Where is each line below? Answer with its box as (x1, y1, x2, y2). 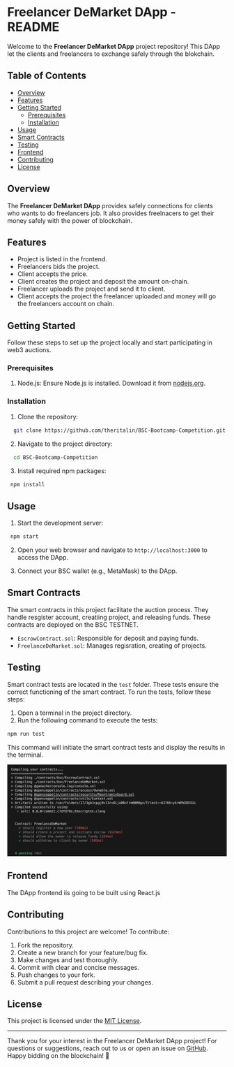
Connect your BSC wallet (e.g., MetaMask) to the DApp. (17, 567, 178, 575)
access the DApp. (17, 553, 68, 562)
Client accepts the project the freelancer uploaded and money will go (17, 292, 217, 300)
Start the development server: (17, 518, 104, 528)
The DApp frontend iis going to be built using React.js (7, 888, 161, 897)
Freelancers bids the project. (17, 263, 100, 271)
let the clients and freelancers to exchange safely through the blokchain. (7, 50, 214, 58)
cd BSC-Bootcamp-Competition (13, 453, 98, 461)
